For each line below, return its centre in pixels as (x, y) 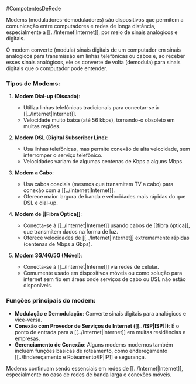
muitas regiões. (42, 126)
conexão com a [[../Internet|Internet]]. (69, 190)
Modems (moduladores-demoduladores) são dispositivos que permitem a (95, 20)
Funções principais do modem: (51, 301)
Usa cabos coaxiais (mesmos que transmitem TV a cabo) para (98, 184)
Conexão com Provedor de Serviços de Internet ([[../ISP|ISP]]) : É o (97, 326)
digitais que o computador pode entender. (57, 68)
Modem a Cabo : (34, 173)
